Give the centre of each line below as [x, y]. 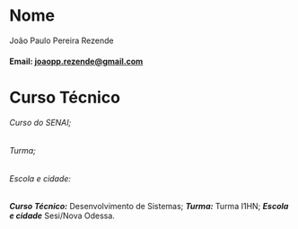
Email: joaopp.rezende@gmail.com [76, 61]
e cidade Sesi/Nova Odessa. [62, 216]
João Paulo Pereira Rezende [61, 40]
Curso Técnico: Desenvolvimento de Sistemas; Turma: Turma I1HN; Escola [149, 207]
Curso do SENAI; [40, 123]
